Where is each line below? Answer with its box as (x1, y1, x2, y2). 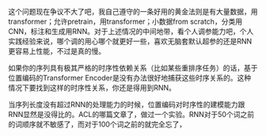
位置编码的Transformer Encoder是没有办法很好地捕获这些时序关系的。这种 (8, 74, 252, 82)
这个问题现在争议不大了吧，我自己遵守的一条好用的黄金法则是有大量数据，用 (8, 7, 258, 16)
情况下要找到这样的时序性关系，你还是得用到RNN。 (8, 83, 177, 93)
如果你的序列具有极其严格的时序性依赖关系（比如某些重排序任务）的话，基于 (8, 63, 258, 73)
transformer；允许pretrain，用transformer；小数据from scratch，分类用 (8, 17, 243, 26)
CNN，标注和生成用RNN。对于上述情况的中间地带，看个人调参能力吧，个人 (8, 27, 254, 36)
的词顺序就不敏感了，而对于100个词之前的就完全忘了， (8, 119, 187, 129)
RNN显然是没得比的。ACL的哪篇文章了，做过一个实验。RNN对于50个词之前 (8, 110, 255, 119)
